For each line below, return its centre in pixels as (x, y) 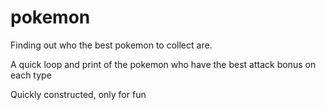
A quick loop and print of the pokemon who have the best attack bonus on (163, 64)
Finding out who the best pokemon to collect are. (111, 45)
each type (31, 75)
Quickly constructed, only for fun (78, 94)
